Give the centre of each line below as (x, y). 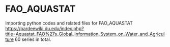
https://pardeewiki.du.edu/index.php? (45, 28)
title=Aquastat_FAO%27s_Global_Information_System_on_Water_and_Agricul (85, 34)
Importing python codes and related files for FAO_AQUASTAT (69, 23)
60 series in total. (33, 39)
